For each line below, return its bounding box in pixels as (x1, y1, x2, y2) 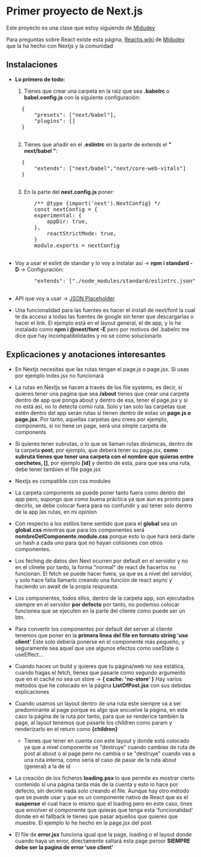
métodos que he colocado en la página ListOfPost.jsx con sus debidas (14, 682, 191, 689)
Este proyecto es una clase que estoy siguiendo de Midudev (6, 24, 155, 31)
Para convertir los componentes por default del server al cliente (14, 625, 173, 632)
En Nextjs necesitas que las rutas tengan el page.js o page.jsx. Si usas (14, 366, 189, 373)
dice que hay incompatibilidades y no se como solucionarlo (14, 332, 162, 339)
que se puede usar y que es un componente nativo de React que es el (14, 793, 188, 800)
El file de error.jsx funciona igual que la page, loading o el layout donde (14, 831, 192, 838)
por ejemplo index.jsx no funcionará (14, 372, 104, 379)
